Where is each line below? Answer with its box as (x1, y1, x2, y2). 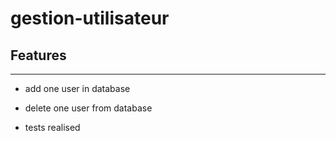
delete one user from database (24, 102, 153, 114)
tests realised (24, 122, 81, 133)
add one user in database (24, 83, 131, 94)
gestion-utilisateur (10, 7, 170, 30)
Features (10, 47, 67, 64)
